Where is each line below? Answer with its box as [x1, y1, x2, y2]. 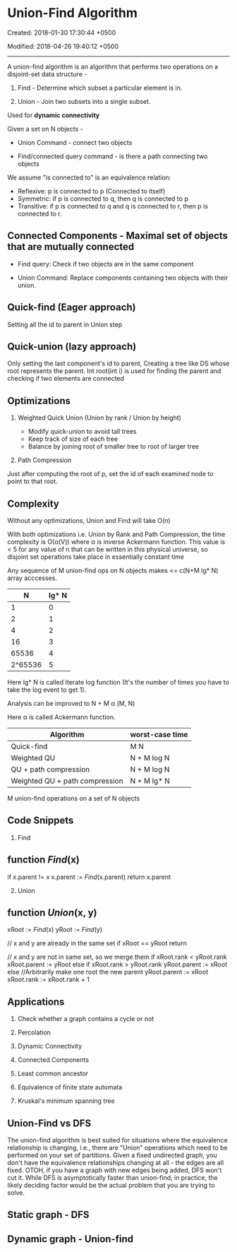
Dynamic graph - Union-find [7, 1233, 134, 1245]
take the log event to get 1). [7, 685, 87, 694]
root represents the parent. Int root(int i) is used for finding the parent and [7, 367, 221, 375]
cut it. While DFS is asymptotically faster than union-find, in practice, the [7, 1174, 218, 1182]
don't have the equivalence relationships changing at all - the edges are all [7, 1159, 224, 1167]
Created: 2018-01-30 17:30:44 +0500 [7, 28, 116, 37]
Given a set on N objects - [7, 124, 83, 133]
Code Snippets [7, 815, 74, 827]
